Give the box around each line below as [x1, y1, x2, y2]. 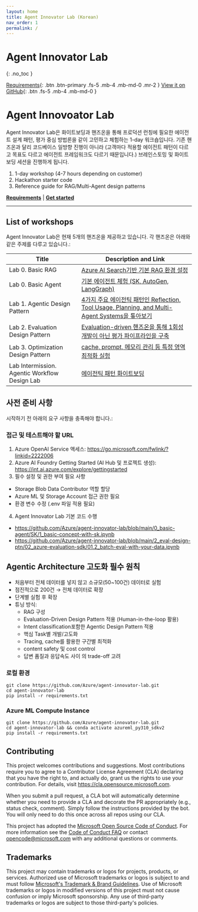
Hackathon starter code [14, 177, 72, 184]
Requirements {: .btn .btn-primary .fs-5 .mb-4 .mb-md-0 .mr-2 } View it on [6, 82, 186, 89]
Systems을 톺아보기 [99, 311, 152, 320]
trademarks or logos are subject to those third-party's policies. [6, 899, 159, 907]
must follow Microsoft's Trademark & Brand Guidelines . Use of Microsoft [6, 881, 182, 888]
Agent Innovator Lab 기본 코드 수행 [14, 513, 97, 520]
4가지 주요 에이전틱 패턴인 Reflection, [81, 295, 181, 304]
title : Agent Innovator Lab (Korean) [6, 14, 99, 20]
